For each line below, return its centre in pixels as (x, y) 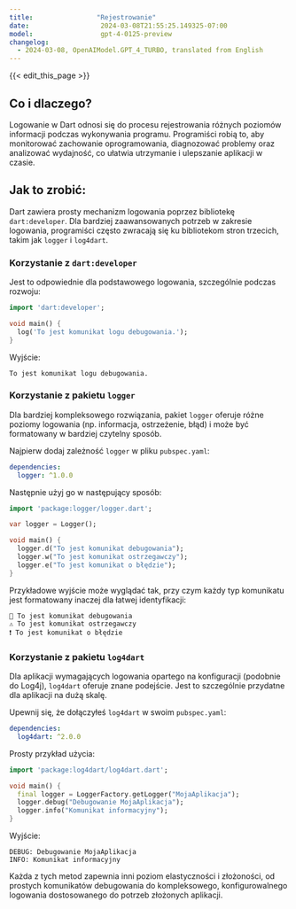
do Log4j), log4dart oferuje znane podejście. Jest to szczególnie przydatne (147, 686)
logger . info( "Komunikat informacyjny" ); (93, 811)
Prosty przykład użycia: (52, 753)
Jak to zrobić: (48, 190)
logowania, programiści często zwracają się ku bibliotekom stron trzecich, (144, 230)
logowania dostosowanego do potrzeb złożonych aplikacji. (116, 895)
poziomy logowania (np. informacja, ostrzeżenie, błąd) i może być (129, 424)
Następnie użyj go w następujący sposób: (86, 492)
